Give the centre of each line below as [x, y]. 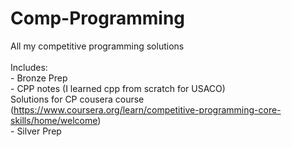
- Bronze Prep [39, 78]
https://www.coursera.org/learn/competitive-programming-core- [147, 109]
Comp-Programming [98, 18]
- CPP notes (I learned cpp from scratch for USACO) [118, 88]
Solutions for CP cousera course [77, 99]
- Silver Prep [36, 131]
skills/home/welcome [54, 120]
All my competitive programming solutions [97, 46]
